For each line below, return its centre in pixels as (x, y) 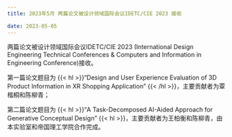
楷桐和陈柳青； (28, 95)
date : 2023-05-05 (32, 26)
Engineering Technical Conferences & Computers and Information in (105, 54)
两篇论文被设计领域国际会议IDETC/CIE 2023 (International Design (100, 46)
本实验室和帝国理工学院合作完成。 (56, 127)
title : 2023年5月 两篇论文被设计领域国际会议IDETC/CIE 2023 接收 (95, 13)
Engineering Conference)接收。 (52, 62)
